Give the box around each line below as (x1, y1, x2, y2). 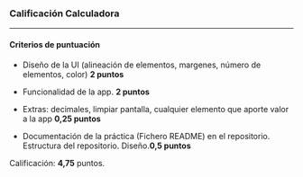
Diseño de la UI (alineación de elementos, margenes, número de (22, 59, 262, 70)
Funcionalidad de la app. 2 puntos (22, 86, 151, 97)
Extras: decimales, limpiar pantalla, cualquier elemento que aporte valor (22, 103, 289, 114)
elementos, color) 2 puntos (22, 68, 124, 79)
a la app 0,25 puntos (22, 113, 101, 124)
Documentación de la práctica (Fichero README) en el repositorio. (22, 130, 271, 141)
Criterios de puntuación (9, 39, 101, 49)
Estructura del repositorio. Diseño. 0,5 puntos (22, 140, 191, 151)
